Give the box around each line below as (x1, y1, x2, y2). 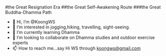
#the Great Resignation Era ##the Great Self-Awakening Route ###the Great (5, 4, 161, 10)
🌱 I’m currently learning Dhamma (12, 29, 80, 35)
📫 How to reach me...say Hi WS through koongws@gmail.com (12, 45, 141, 51)
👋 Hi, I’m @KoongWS (12, 19, 56, 25)
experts (12, 40, 28, 46)
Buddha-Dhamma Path (5, 9, 52, 15)
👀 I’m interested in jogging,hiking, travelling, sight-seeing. (12, 24, 130, 30)
